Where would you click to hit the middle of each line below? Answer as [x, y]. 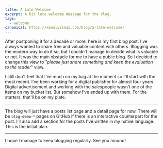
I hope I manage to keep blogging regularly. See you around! [65, 141]
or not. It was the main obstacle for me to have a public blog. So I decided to [81, 57]
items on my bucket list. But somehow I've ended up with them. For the [76, 92]
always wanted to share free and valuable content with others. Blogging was [81, 47]
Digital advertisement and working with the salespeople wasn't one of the [79, 87]
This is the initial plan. [27, 127]
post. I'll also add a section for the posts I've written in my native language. [80, 121]
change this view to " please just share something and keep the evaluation [79, 62]
